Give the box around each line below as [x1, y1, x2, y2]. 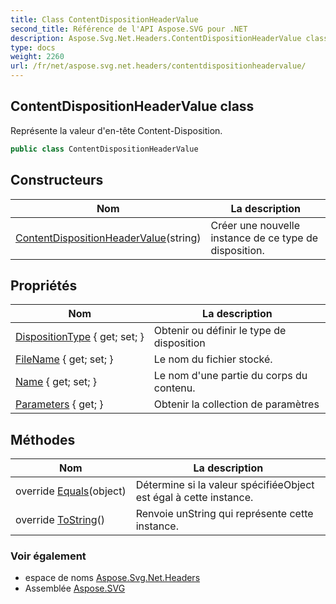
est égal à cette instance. [135, 491, 254, 505]
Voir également [10, 549, 87, 563]
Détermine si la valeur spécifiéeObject [135, 478, 315, 492]
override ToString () [15, 513, 106, 527]
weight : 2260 [10, 52, 65, 62]
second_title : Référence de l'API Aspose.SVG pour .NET [10, 24, 248, 34]
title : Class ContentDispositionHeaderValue [10, 14, 199, 25]
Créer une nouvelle [210, 218, 301, 232]
